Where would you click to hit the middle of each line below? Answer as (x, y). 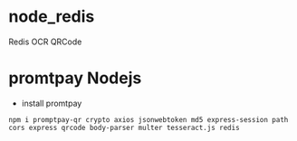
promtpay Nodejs (75, 78)
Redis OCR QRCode (45, 42)
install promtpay (52, 103)
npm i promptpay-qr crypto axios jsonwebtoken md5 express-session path (148, 119)
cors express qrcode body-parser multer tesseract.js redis (125, 127)
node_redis (52, 17)
